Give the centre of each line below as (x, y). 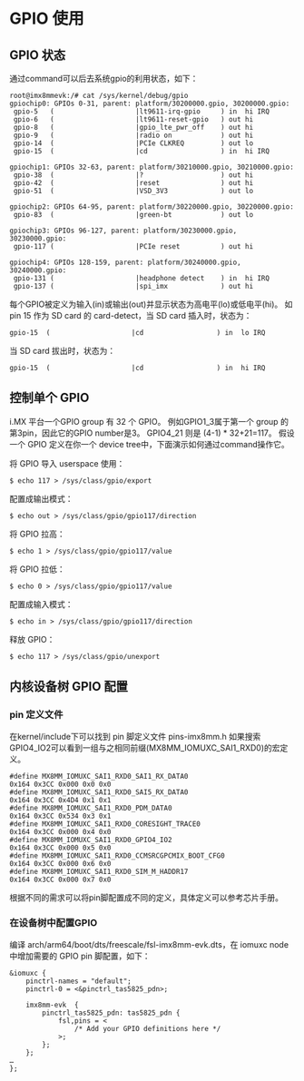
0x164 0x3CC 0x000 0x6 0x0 (60, 863)
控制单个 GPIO (49, 398)
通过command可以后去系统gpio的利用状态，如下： (104, 79)
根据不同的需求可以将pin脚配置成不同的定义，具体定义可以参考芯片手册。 (147, 897)
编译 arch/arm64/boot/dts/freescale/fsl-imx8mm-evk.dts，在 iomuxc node (149, 944)
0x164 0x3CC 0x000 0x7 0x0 (60, 880)
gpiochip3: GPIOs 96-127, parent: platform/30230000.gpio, (123, 231)
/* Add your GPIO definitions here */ (147, 1028)
